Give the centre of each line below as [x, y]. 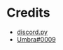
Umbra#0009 [36, 39]
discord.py [32, 32]
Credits [28, 13]
